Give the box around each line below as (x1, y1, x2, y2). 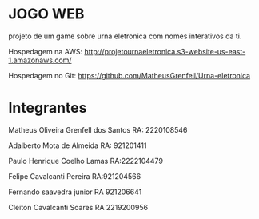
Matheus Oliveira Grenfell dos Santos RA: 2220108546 (8, 125, 188, 134)
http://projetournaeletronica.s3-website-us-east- (84, 46, 246, 56)
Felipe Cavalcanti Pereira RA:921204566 (8, 171, 141, 181)
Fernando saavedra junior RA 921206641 (8, 187, 142, 197)
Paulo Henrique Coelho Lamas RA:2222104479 (8, 156, 164, 165)
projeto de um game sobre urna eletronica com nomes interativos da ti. (8, 31, 242, 41)
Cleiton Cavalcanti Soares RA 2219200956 (8, 202, 149, 212)
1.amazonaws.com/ (8, 55, 72, 65)
